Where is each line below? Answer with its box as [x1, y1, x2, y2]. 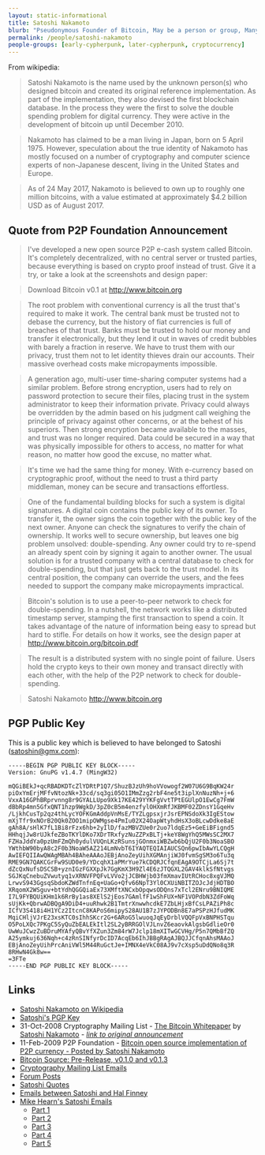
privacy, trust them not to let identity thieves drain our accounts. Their [27, 351, 255, 360]
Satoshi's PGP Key [19, 1012, 80, 1022]
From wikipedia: [8, 62, 61, 72]
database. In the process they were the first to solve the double [27, 103, 234, 113]
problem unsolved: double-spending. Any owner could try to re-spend [27, 538, 256, 549]
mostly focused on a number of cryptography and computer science [27, 152, 251, 162]
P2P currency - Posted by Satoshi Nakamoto [19, 1046, 166, 1056]
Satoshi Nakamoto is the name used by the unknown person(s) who [27, 78, 248, 88]
